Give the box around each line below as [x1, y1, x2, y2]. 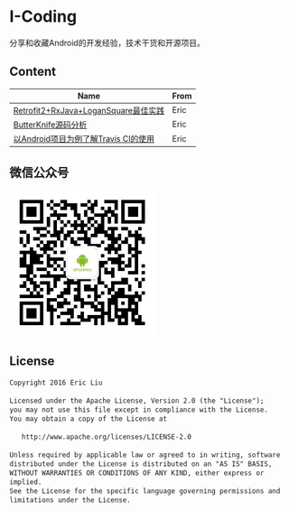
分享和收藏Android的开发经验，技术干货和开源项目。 [9, 37, 205, 48]
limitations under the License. [9, 496, 131, 505]
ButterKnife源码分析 [13, 119, 88, 130]
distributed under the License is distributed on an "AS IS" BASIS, [9, 460, 273, 469]
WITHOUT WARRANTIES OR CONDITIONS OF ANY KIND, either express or [9, 469, 265, 478]
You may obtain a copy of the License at [9, 414, 168, 424]
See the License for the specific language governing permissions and [9, 487, 281, 496]
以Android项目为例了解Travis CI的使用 [13, 134, 155, 144]
